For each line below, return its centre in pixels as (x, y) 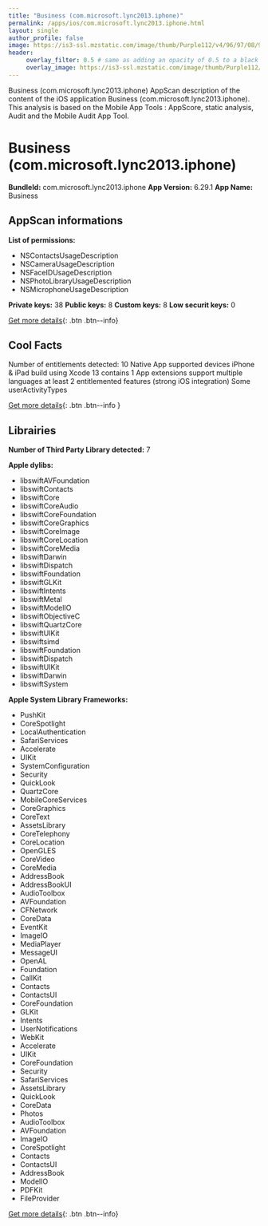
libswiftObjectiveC (50, 616)
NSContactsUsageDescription (69, 255)
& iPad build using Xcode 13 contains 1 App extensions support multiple (126, 373)
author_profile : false (46, 38)
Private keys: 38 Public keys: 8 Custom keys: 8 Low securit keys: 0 (122, 305)
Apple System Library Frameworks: (68, 700)
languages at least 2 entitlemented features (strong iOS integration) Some (130, 382)
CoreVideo (37, 860)
